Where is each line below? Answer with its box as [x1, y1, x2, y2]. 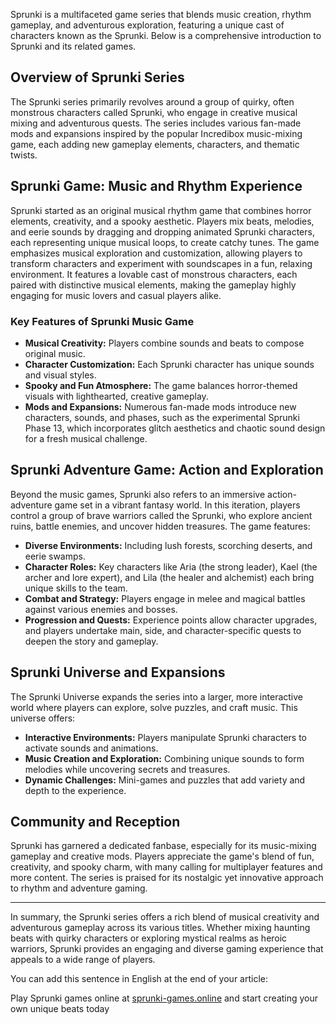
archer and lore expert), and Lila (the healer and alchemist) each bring [24, 571, 315, 583]
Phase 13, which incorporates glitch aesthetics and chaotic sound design [24, 422, 326, 434]
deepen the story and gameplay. [24, 635, 159, 647]
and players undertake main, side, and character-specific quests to [24, 624, 302, 636]
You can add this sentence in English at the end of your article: [10, 973, 268, 985]
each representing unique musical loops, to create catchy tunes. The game [10, 236, 320, 248]
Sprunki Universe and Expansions [10, 664, 226, 681]
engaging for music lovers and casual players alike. [10, 289, 222, 301]
